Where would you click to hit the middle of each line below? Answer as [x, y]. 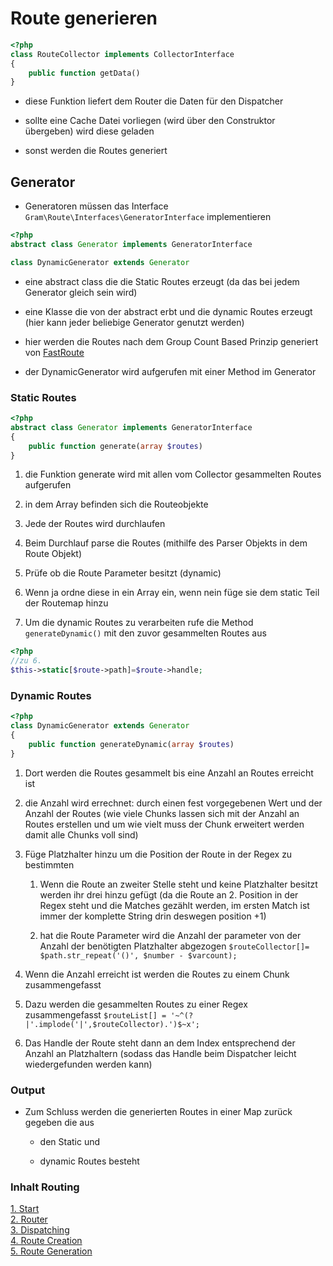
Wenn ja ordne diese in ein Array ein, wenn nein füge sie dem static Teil [172, 593]
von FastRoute [54, 352]
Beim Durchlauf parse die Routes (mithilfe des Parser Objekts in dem [166, 543]
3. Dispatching [40, 1230]
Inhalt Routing [45, 1187]
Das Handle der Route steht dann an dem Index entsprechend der [160, 1043]
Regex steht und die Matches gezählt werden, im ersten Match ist [174, 905]
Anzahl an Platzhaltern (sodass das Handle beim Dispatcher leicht [160, 1053]
